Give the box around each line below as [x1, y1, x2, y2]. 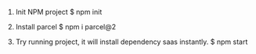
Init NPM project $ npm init [15, 8, 103, 16]
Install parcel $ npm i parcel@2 [15, 22, 117, 31]
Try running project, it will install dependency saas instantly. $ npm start [15, 37, 248, 46]
